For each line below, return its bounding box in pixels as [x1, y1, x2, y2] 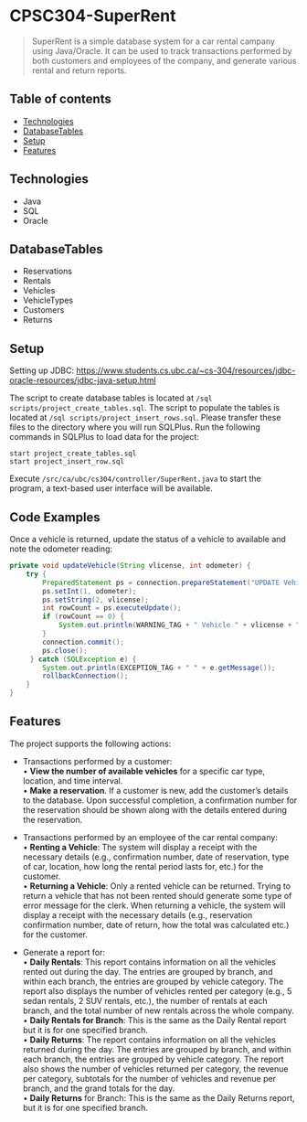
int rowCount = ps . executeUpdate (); [42, 604, 182, 613]
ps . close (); [42, 646, 89, 655]
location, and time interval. [22, 775, 123, 786]
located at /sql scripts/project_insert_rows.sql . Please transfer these [9, 412, 281, 423]
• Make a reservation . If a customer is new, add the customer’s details [22, 785, 289, 796]
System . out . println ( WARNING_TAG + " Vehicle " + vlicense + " [58, 621, 301, 630]
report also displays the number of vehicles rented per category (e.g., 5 [22, 985, 292, 997]
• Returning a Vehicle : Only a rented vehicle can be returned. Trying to [22, 880, 291, 892]
